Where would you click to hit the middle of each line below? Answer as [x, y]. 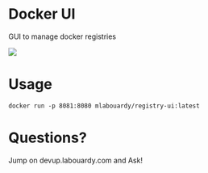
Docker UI [42, 14]
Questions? [48, 138]
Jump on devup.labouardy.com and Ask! [76, 160]
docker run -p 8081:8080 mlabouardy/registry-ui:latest [104, 106]
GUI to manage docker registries [62, 36]
